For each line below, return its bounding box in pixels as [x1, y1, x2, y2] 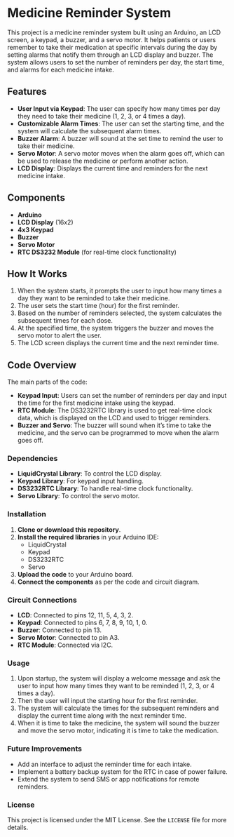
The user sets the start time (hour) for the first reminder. [17, 302, 180, 310]
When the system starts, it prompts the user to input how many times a [17, 286, 222, 295]
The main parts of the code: [7, 377, 88, 387]
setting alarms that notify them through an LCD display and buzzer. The [7, 51, 214, 59]
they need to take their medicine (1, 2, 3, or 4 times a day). [17, 112, 186, 120]
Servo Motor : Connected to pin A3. [17, 634, 120, 642]
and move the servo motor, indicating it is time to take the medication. [17, 726, 219, 735]
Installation [7, 509, 47, 519]
